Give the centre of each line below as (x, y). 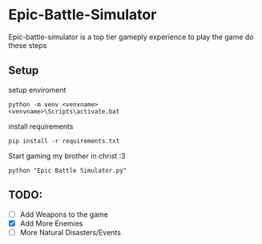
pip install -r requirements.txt (64, 141)
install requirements (41, 126)
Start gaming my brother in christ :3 (67, 156)
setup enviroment (37, 90)
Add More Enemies (51, 223)
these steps (28, 45)
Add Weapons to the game (64, 214)
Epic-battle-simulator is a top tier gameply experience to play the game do (131, 37)
